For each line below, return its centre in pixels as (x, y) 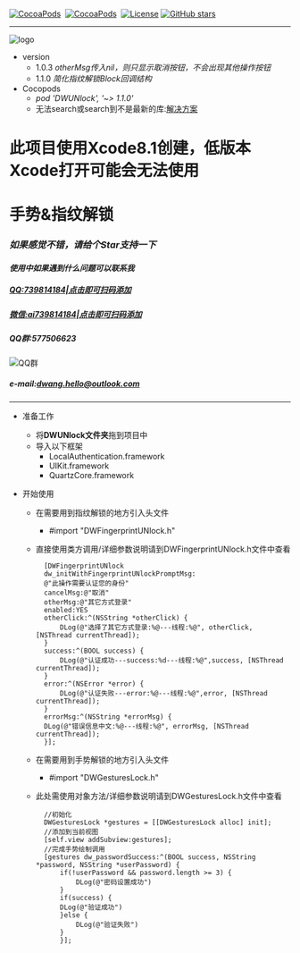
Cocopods (41, 89)
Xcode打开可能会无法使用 (104, 171)
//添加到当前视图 (71, 831)
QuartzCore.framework (92, 475)
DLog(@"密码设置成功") (113, 882)
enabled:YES (66, 610)
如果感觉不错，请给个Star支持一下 (83, 245)
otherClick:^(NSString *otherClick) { (116, 618)
